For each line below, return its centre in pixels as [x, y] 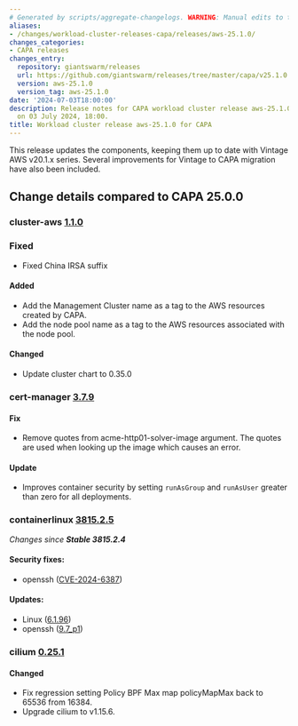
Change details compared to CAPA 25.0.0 [126, 197]
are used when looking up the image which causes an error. [131, 447]
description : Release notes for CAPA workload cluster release [129, 108]
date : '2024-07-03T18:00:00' [63, 100]
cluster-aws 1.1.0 [47, 222]
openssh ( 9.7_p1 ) [52, 629]
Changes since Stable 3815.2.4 [67, 539]
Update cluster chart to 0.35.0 [77, 374]
